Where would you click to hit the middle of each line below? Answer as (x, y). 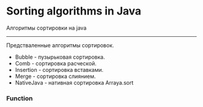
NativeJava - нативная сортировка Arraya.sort (74, 82)
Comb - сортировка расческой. (56, 63)
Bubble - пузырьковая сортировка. (60, 57)
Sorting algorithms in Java (74, 11)
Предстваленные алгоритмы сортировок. (60, 45)
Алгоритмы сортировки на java (47, 28)
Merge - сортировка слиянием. (55, 76)
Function (20, 98)
